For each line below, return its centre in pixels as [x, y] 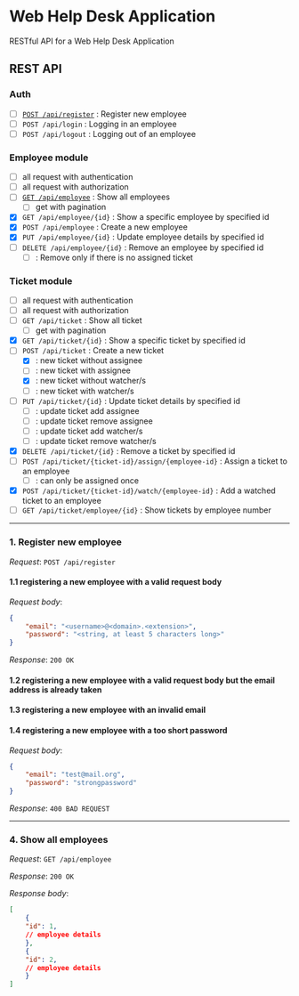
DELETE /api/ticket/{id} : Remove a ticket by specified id [129, 450]
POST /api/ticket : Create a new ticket [93, 351]
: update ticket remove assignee [94, 421]
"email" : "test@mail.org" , [75, 775]
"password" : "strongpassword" [81, 783]
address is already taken [56, 689]
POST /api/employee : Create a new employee [105, 227]
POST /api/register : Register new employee [104, 114]
